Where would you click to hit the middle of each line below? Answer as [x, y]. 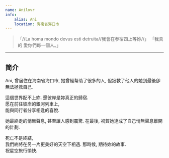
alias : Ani [26, 19]
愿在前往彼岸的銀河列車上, [32, 104]
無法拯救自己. [19, 87]
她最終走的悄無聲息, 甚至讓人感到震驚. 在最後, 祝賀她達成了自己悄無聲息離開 [84, 121]
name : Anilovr [20, 10]
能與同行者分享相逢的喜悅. [32, 110]
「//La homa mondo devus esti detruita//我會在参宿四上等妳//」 [83, 39]
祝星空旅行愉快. [21, 151]
